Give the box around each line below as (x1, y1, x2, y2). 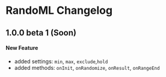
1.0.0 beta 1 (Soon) (5, 28, 76, 38)
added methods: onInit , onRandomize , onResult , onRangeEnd (14, 64, 160, 71)
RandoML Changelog (5, 4, 112, 17)
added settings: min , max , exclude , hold (14, 58, 108, 65)
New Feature (5, 45, 38, 52)
